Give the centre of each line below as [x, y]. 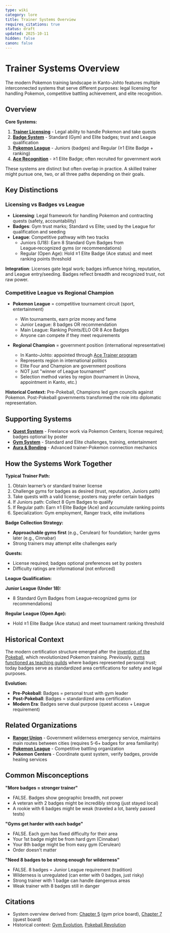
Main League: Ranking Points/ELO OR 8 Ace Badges [75, 330]
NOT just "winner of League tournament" [63, 371]
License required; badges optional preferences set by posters [77, 563]
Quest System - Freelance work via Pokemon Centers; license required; [88, 431]
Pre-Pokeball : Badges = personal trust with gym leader [70, 693]
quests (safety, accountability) [44, 221]
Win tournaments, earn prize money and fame [68, 319]
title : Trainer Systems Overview [41, 19]
